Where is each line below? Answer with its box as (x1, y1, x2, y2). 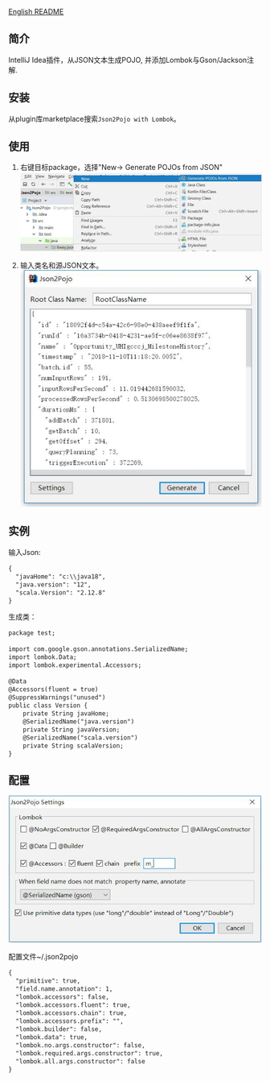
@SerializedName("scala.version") (22, 733, 138, 742)
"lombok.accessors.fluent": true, (15, 1001, 131, 1009)
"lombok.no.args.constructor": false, (15, 1042, 146, 1050)
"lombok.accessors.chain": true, (15, 1009, 128, 1017)
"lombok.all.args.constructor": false (15, 1058, 146, 1066)
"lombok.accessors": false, (15, 993, 110, 1001)
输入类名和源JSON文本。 (19, 261, 104, 271)
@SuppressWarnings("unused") (8, 693, 106, 702)
